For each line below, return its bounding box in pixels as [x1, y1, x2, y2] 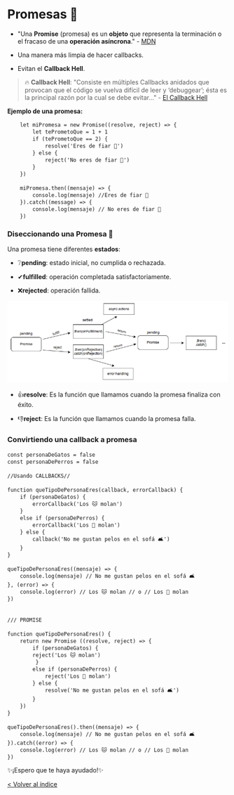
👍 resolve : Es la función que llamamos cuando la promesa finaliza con [17, 390, 221, 399]
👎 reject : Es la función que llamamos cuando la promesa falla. [17, 415, 196, 423]
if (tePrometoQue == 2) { [32, 135, 109, 143]
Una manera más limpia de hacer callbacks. [17, 51, 144, 59]
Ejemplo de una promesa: [7, 107, 83, 115]
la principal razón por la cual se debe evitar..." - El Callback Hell [24, 93, 208, 101]
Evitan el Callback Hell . [17, 64, 85, 72]
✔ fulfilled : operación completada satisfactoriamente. [17, 273, 172, 281]
